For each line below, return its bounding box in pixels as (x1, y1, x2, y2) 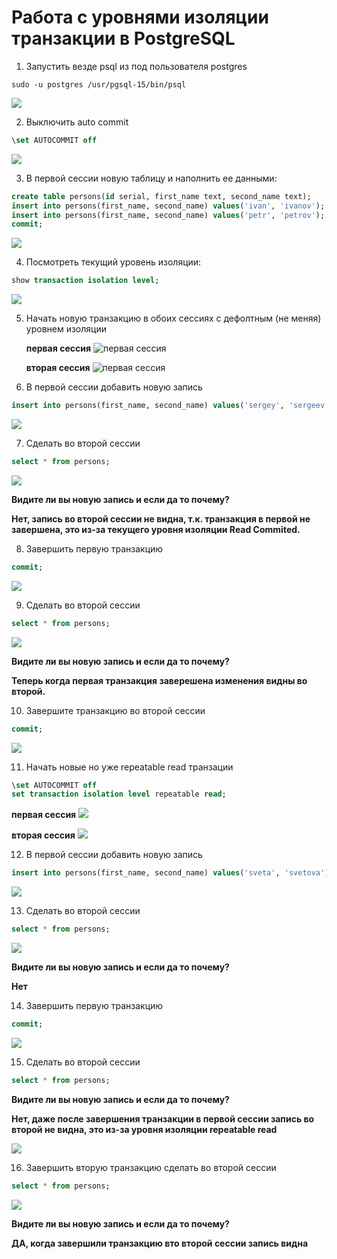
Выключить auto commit (25, 116, 129, 128)
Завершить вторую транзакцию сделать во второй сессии (25, 1161, 277, 1173)
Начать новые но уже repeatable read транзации (25, 761, 234, 773)
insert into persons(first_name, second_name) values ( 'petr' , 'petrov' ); (11, 210, 326, 220)
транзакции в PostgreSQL (11, 27, 236, 50)
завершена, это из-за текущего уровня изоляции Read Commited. (11, 523, 301, 535)
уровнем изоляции (25, 323, 107, 335)
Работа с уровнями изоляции (11, 6, 269, 29)
